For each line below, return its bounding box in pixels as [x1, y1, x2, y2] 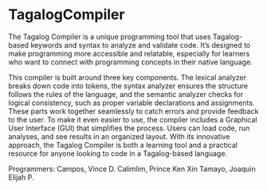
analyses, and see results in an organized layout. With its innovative [8, 131, 230, 141]
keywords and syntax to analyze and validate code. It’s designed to [30, 40, 251, 49]
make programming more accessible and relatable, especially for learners [8, 48, 250, 58]
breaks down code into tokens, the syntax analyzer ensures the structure [8, 81, 249, 91]
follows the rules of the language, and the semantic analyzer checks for [8, 89, 244, 99]
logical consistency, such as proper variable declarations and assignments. [8, 98, 255, 107]
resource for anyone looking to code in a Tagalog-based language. [8, 149, 228, 158]
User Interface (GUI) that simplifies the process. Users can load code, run [8, 123, 250, 133]
